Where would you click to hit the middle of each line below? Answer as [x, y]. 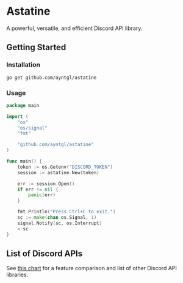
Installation [23, 65]
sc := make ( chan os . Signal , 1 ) [57, 218]
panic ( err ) [42, 195]
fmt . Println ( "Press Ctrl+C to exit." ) [66, 212]
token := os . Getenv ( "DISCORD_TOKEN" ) [65, 167]
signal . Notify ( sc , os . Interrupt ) [60, 223]
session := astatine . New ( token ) [58, 172]
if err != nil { [38, 189]
